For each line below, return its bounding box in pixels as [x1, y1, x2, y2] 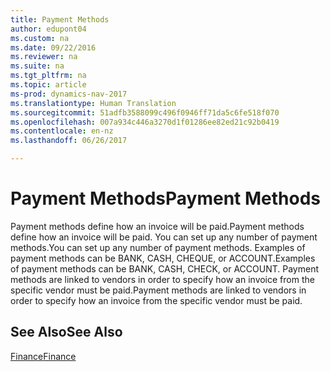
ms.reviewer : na [10, 52, 78, 62]
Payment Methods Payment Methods [10, 187, 321, 210]
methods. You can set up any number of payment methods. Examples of [10, 241, 306, 253]
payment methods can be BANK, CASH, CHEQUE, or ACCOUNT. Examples [10, 252, 316, 264]
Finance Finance [10, 350, 77, 362]
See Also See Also [10, 324, 123, 341]
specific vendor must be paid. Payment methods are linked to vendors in [10, 284, 307, 296]
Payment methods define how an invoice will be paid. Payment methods [10, 220, 305, 232]
